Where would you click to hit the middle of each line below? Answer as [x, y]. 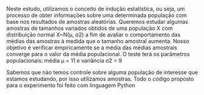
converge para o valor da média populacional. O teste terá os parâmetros [98, 54]
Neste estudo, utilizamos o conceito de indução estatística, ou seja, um [96, 9]
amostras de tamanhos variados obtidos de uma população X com [90, 28]
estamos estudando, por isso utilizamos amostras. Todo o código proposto [100, 79]
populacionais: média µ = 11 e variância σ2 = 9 [64, 61]
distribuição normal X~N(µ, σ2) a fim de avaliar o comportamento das [93, 35]
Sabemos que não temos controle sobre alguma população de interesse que [102, 72]
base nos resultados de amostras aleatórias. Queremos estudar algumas [97, 22]
